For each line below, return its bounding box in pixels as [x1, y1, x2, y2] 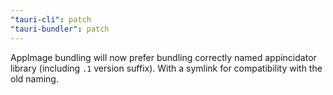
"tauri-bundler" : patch [10, 24, 110, 34]
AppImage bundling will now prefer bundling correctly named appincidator [10, 51, 317, 63]
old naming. [10, 72, 59, 85]
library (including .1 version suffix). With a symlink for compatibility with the [10, 62, 323, 74]
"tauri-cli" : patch [10, 14, 92, 25]
